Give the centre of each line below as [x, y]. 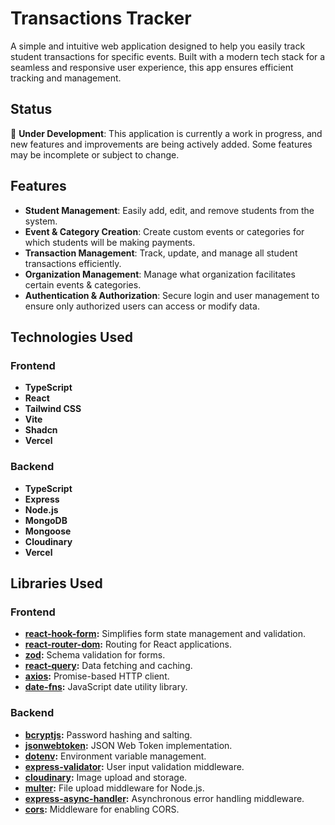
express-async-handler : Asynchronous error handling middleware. [164, 798]
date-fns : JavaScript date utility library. [106, 687]
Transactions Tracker [101, 18]
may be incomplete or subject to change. [95, 154]
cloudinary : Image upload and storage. [106, 777]
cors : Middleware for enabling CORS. [102, 809]
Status [31, 109]
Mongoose [48, 531]
